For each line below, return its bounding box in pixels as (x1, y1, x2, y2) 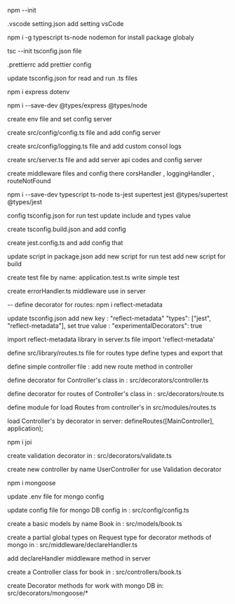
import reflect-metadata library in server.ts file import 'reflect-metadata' (7, 335, 215, 343)
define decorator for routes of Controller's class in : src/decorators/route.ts (7, 390, 224, 398)
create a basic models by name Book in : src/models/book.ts (7, 520, 182, 527)
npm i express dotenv (7, 88, 70, 96)
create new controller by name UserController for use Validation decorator (7, 465, 222, 473)
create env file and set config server (7, 115, 112, 123)
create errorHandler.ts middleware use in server (7, 287, 146, 295)
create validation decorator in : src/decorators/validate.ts (7, 452, 172, 459)
